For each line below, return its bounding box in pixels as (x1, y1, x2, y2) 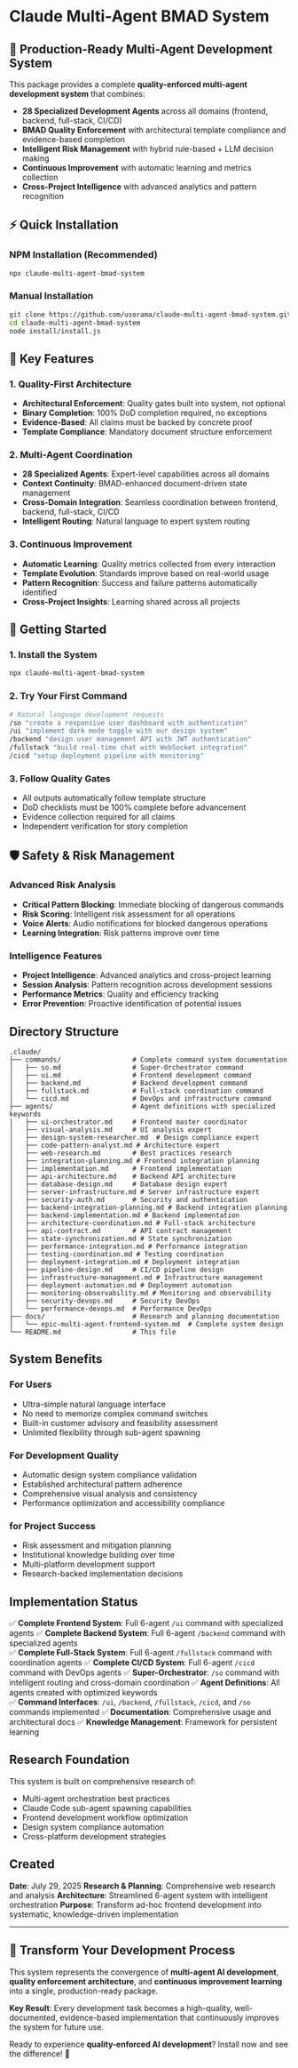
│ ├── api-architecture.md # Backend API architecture (9, 1172, 237, 1181)
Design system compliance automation (21, 1821, 165, 1832)
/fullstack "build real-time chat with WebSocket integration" (9, 743, 248, 752)
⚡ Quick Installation (9, 218, 119, 233)
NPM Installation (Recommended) (9, 249, 158, 261)
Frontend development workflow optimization (21, 1812, 189, 1823)
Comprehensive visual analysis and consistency (21, 1487, 198, 1499)
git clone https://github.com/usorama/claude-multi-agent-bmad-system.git (9, 309, 292, 319)
